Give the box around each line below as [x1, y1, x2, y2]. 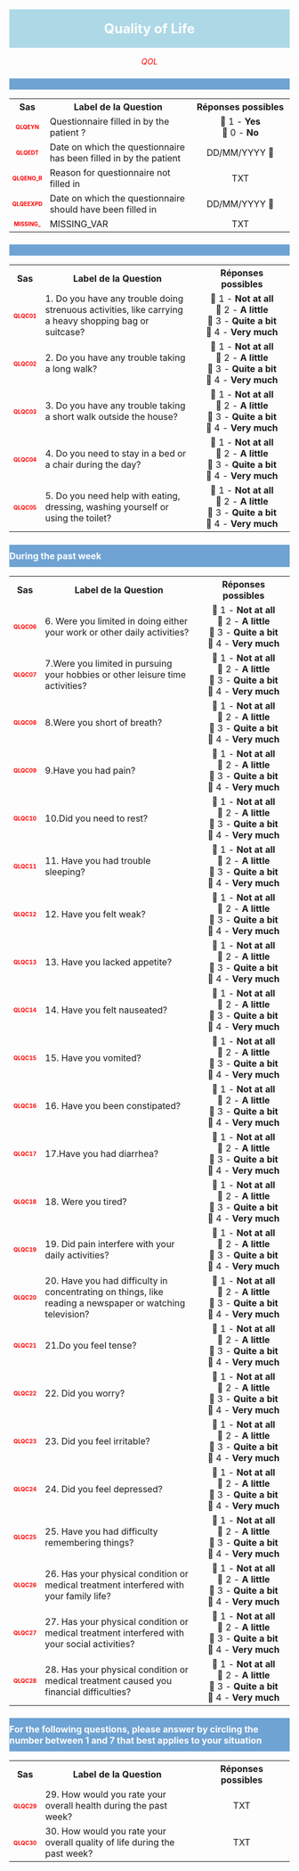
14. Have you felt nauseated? [44, 1004, 167, 1016]
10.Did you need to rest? [44, 812, 149, 825]
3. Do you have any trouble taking [44, 399, 186, 412]
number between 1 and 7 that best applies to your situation [9, 1735, 263, 1747]
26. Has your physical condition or [44, 1567, 189, 1580]
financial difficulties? [44, 1686, 132, 1698]
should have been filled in [49, 203, 158, 216]
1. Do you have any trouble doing [44, 292, 184, 305]
